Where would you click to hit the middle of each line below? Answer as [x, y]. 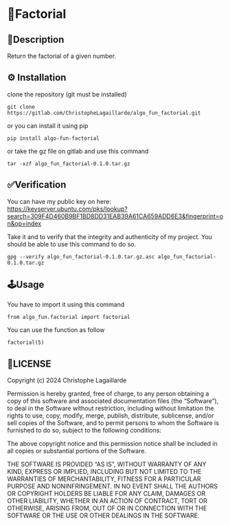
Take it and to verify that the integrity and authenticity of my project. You [110, 236]
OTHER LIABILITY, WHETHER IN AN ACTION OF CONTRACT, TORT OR [107, 501]
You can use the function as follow [56, 330]
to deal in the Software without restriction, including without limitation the [111, 409]
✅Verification [37, 185]
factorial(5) [26, 343]
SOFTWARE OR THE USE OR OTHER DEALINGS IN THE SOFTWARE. [103, 515]
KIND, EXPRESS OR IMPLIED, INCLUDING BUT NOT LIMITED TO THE [104, 472]
